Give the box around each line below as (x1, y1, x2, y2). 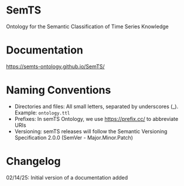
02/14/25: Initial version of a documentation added (6, 174, 128, 181)
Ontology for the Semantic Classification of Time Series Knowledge (6, 23, 169, 30)
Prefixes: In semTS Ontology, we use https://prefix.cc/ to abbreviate (14, 115, 179, 122)
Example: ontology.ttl (14, 109, 70, 116)
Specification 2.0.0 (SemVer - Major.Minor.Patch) (14, 134, 134, 141)
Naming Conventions (6, 83, 111, 97)
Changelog (6, 155, 61, 168)
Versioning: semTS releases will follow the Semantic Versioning (14, 127, 168, 135)
